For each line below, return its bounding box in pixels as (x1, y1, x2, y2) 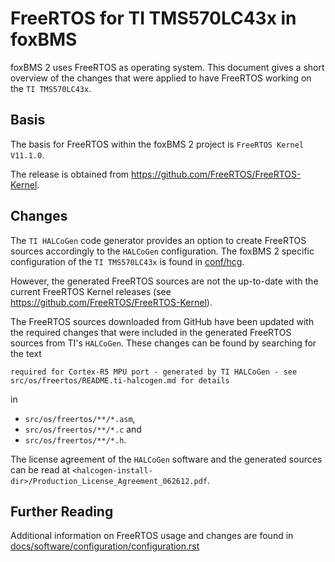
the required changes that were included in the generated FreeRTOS (10, 326, 292, 338)
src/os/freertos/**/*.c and (24, 423, 142, 435)
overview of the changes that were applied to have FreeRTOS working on (10, 72, 312, 84)
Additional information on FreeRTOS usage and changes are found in (10, 530, 294, 542)
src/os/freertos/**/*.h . (24, 433, 127, 446)
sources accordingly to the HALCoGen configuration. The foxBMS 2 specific (10, 245, 315, 257)
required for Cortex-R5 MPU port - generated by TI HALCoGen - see (10, 367, 298, 377)
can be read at (10, 463, 71, 476)
